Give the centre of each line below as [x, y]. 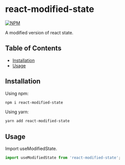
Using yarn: [17, 112]
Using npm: [17, 93]
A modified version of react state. [39, 32]
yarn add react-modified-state [37, 121]
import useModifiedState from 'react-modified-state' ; [63, 158]
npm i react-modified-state [34, 102]
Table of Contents [33, 48]
